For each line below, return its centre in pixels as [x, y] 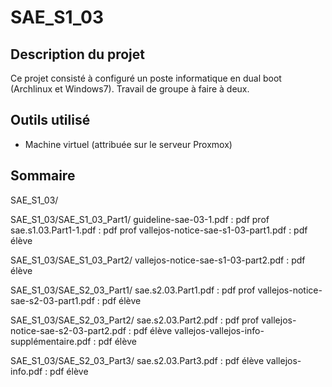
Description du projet [78, 54]
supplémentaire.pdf [51, 341]
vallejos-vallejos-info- [219, 330]
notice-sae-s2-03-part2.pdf [68, 330]
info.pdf [26, 371]
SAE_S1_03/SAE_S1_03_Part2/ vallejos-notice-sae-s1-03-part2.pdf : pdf [158, 260]
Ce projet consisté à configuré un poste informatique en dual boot [146, 78]
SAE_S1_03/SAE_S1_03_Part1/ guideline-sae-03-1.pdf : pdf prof [140, 219]
